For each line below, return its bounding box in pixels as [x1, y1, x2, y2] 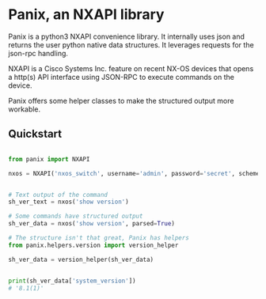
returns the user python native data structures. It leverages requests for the [8, 40, 255, 49]
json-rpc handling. [8, 48, 69, 58]
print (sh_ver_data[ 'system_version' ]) [8, 277, 136, 285]
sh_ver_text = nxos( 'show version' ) [8, 198, 129, 206]
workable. [8, 104, 41, 114]
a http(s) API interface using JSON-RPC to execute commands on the [8, 72, 235, 81]
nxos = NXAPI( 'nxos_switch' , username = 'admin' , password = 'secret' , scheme [8, 169, 260, 177]
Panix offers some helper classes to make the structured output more [8, 96, 234, 105]
